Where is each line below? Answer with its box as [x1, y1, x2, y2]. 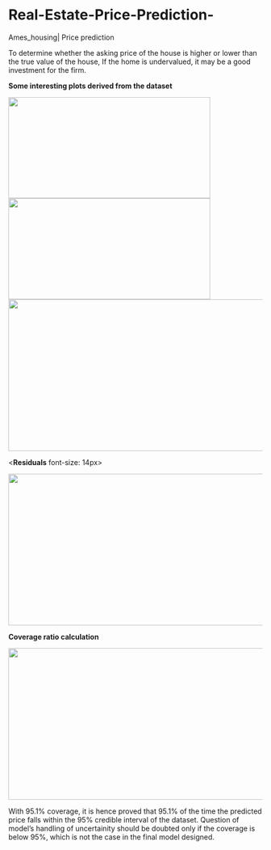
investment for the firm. [8, 65, 87, 74]
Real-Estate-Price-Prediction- [8, 6, 215, 24]
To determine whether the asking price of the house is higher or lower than [8, 48, 258, 57]
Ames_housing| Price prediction [8, 32, 115, 42]
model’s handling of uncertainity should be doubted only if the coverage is [8, 823, 256, 833]
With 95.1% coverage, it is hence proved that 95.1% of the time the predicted [8, 806, 262, 816]
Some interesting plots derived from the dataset [8, 81, 173, 91]
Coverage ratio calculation [8, 632, 99, 641]
